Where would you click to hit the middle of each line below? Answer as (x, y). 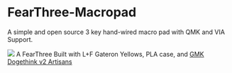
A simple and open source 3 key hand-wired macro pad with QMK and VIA (116, 32)
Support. (20, 39)
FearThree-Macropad (72, 12)
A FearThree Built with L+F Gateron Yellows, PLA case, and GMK (110, 54)
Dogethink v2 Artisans (40, 62)
